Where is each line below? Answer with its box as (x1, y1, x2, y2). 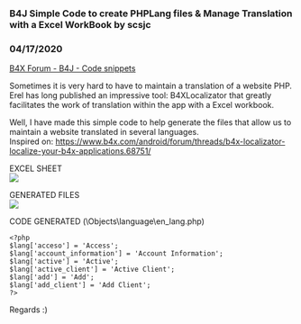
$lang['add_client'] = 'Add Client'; (9, 281, 151, 290)
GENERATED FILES (9, 190, 80, 201)
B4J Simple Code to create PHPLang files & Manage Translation (9, 7, 293, 20)
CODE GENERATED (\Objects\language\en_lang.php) (9, 216, 205, 227)
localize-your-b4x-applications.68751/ (9, 146, 151, 157)
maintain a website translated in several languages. (9, 127, 200, 138)
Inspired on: (9, 136, 54, 147)
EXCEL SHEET (9, 163, 63, 174)
